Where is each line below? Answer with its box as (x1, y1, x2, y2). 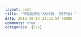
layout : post (5, 7, 32, 12)
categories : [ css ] (5, 25, 42, 30)
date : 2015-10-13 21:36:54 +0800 (5, 16, 73, 21)
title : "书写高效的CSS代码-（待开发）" (5, 12, 77, 16)
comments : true (5, 20, 36, 25)
